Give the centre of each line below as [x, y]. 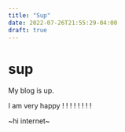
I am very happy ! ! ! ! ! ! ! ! [50, 106]
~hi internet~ [29, 121]
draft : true [28, 30]
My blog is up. [31, 90]
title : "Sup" [29, 15]
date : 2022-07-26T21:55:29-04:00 [63, 23]
